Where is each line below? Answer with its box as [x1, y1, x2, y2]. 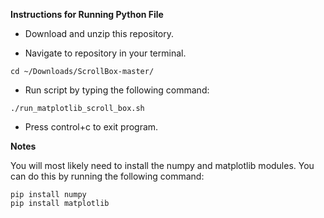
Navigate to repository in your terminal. [24, 47, 187, 59]
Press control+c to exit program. [24, 121, 159, 133]
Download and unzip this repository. [24, 28, 175, 39]
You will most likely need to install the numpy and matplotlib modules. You [10, 160, 315, 171]
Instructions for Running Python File [10, 9, 164, 20]
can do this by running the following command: [10, 170, 205, 182]
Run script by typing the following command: [24, 84, 210, 96]
